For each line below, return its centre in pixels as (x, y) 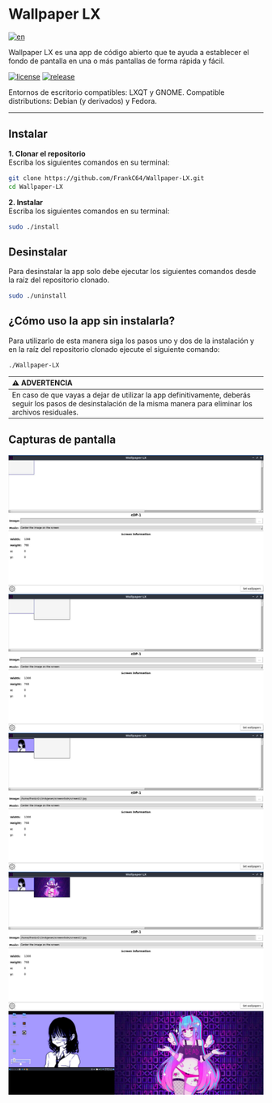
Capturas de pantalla (62, 440)
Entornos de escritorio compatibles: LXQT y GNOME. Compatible (117, 92)
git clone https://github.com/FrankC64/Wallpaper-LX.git (106, 178)
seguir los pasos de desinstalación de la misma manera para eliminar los (132, 403)
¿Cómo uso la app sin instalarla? (92, 321)
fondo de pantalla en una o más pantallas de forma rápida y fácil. (117, 61)
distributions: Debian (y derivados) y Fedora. (83, 101)
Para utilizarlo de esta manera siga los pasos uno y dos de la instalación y (132, 341)
